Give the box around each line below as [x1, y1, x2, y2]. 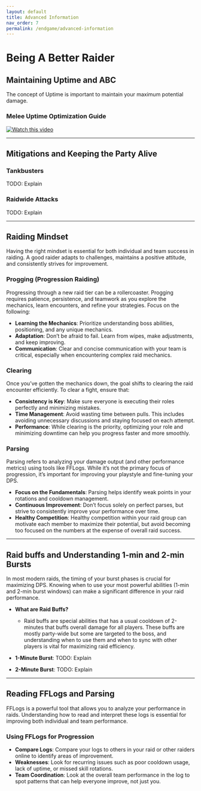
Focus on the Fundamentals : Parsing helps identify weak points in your [14, 489, 191, 496]
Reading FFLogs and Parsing [6, 689, 115, 699]
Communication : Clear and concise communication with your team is [14, 345, 187, 352]
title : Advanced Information [6, 14, 79, 20]
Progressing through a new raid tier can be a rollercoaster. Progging [6, 288, 173, 296]
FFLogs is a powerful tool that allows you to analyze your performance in [6, 704, 186, 712]
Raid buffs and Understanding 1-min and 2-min [6, 550, 184, 560]
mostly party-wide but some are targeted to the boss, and [23, 630, 166, 637]
